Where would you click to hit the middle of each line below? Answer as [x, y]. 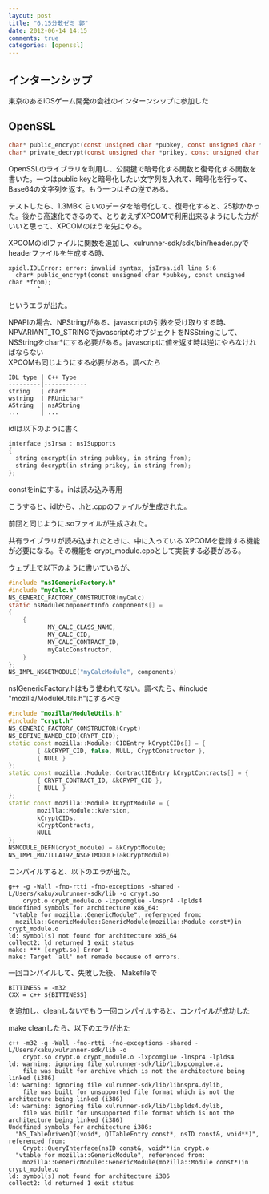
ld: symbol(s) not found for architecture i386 [89, 1176]
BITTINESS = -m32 [37, 988]
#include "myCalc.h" [43, 590]
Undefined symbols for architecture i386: [80, 1127]
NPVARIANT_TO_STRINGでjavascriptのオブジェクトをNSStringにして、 [125, 332]
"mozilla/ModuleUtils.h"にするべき [65, 699]
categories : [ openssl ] [46, 46]
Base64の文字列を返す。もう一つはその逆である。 [91, 188]
